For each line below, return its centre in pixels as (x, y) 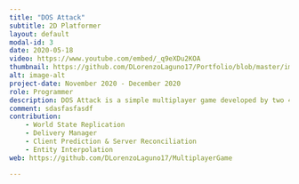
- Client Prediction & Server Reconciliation (111, 141)
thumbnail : (29, 68)
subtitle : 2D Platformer (55, 26)
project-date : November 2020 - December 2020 (95, 84)
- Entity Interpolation (69, 149)
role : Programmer (41, 92)
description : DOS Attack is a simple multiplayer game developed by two (147, 100)
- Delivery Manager (61, 133)
